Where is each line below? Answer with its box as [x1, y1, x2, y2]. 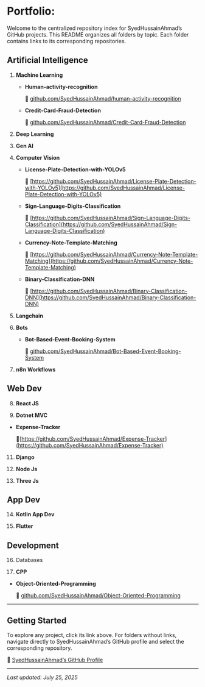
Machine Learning [15, 71, 63, 79]
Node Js [15, 465, 38, 472]
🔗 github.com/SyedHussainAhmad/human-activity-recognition [24, 94, 181, 102]
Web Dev [7, 383, 42, 394]
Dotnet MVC [15, 411, 48, 419]
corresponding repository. [7, 644, 72, 652]
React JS [15, 399, 39, 407]
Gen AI [15, 142, 34, 149]
